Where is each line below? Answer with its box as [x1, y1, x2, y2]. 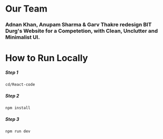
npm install [5, 106, 30, 111]
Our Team [5, 3, 48, 15]
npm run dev [5, 129, 30, 134]
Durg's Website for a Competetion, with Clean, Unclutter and [5, 27, 158, 34]
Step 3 [5, 116, 19, 122]
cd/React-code [5, 82, 36, 87]
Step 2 [5, 92, 19, 99]
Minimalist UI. [5, 34, 40, 41]
